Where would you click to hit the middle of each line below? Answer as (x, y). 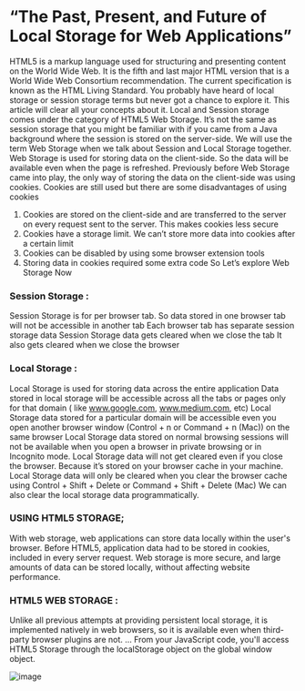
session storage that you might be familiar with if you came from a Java (143, 128)
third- (274, 630)
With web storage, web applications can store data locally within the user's (150, 538)
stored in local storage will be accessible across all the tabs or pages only (148, 398)
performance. (35, 576)
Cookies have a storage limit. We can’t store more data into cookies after (159, 233)
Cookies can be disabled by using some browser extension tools (144, 253)
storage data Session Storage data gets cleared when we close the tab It (146, 335)
